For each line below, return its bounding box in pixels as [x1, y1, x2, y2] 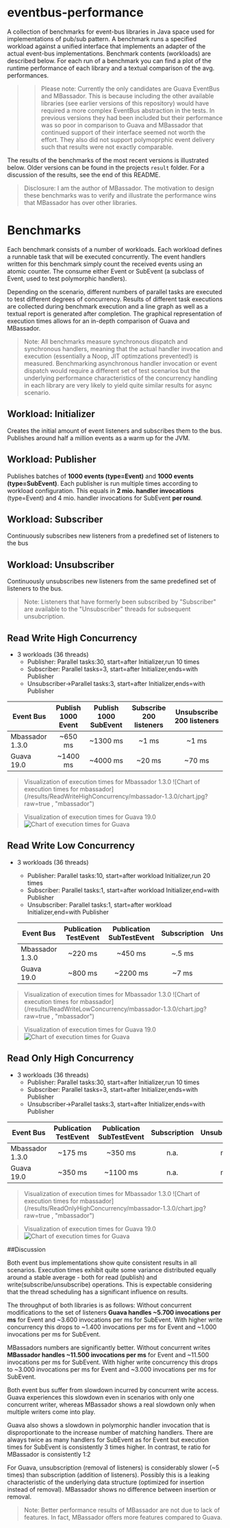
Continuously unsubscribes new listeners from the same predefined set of [7, 577, 217, 586]
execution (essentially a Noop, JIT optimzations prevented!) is [23, 352, 199, 360]
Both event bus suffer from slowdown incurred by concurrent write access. [7, 1385, 219, 1394]
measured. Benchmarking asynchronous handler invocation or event [23, 359, 218, 368]
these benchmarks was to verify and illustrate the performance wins [23, 191, 217, 200]
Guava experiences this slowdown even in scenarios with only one [7, 1393, 195, 1401]
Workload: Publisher [7, 454, 97, 466]
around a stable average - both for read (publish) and [7, 1273, 157, 1281]
